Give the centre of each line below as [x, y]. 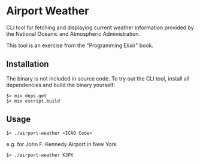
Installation [28, 64]
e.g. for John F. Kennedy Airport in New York [61, 144]
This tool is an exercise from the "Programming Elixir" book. [80, 45]
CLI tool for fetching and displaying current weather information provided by [100, 27]
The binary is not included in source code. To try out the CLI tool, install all [98, 78]
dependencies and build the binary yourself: [61, 85]
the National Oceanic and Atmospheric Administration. [73, 33]
